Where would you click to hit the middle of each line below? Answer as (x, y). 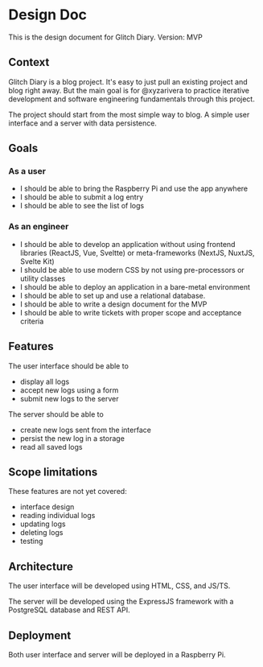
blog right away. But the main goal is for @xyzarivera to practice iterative (129, 90)
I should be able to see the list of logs (82, 206)
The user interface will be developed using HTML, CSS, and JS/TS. (119, 586)
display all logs (45, 381)
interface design (47, 507)
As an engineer (39, 227)
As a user (27, 171)
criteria (32, 321)
